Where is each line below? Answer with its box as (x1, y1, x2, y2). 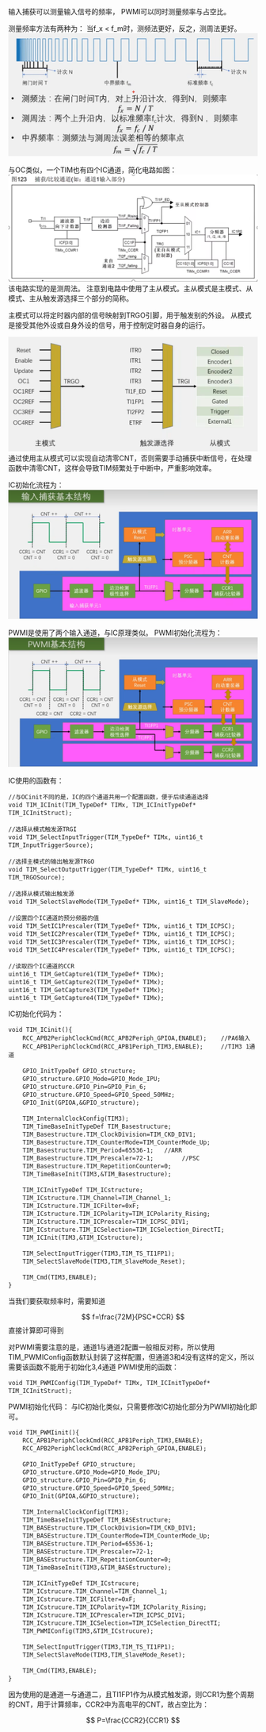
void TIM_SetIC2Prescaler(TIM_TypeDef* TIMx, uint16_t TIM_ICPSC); (8, 930, 236, 938)
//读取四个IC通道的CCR (8, 963, 75, 971)
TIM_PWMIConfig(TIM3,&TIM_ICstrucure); (22, 1627, 154, 1635)
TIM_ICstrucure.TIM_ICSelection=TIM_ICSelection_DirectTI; (22, 1619, 222, 1627)
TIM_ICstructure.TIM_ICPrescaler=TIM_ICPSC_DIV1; (22, 1218, 190, 1226)
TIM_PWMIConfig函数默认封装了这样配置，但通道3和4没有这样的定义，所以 (8, 1353, 255, 1362)
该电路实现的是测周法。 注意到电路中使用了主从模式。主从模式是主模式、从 (8, 284, 253, 294)
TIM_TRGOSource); (8, 874, 66, 882)
